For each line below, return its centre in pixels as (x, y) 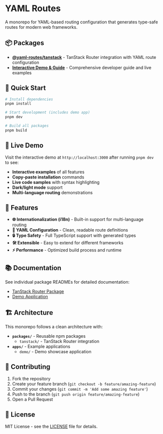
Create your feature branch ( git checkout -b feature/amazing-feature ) (84, 384)
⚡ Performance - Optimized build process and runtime (67, 250)
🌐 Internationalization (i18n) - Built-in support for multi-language (78, 219)
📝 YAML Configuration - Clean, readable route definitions (70, 230)
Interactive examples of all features (48, 172)
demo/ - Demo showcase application (55, 352)
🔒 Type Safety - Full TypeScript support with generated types (74, 235)
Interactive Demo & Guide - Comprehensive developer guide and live (82, 67)
